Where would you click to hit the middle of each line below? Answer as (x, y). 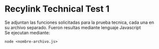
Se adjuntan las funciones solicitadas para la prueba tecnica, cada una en (79, 22)
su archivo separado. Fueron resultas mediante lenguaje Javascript (73, 27)
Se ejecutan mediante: (27, 33)
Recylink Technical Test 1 (57, 9)
